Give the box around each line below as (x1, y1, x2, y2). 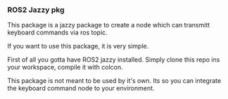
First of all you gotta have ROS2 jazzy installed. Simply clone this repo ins (7, 55, 220, 64)
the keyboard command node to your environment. (7, 84, 155, 93)
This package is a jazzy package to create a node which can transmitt (7, 21, 210, 29)
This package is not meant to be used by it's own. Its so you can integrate (7, 77, 222, 85)
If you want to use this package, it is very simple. (7, 42, 149, 51)
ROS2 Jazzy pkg (7, 5, 65, 15)
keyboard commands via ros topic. (7, 28, 108, 37)
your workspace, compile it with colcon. (7, 63, 123, 72)
